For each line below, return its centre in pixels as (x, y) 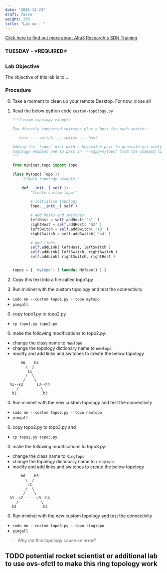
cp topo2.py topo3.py (35, 437)
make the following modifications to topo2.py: (59, 333)
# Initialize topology (54, 202)
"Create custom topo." (54, 193)
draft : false (19, 14)
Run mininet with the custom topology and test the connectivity (78, 289)
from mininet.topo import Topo (45, 165)
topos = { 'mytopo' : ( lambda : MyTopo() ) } (59, 270)
